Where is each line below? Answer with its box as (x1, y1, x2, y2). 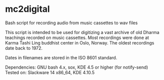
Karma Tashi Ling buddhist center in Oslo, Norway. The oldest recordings (5, 40, 155, 45)
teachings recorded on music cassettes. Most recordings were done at (5, 35, 149, 40)
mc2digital (5, 3, 50, 15)
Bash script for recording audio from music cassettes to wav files (5, 20, 138, 26)
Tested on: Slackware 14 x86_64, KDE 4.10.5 (5, 69, 95, 75)
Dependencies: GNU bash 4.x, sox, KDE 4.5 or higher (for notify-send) (5, 64, 148, 70)
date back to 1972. (5, 45, 43, 51)
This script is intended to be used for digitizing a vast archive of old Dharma (5, 29, 160, 35)
